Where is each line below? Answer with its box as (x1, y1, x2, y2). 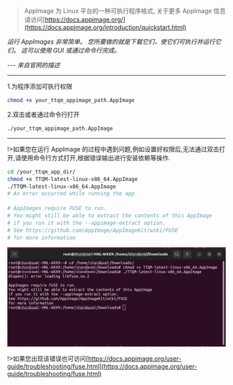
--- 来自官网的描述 (7, 61, 60, 69)
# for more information (7, 234, 76, 241)
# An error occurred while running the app (7, 190, 135, 197)
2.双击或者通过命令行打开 (7, 110, 80, 119)
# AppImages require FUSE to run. (7, 205, 107, 212)
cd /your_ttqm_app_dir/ (7, 168, 76, 176)
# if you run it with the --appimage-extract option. (7, 219, 166, 226)
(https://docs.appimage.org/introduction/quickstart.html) (24, 24, 187, 31)
